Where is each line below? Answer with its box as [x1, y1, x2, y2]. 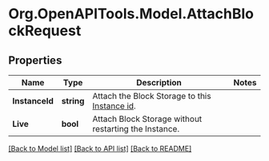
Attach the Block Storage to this [91, 91, 211, 101]
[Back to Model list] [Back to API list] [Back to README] [8, 144, 192, 153]
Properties [8, 53, 62, 67]
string [61, 96, 85, 106]
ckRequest [8, 22, 82, 40]
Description [135, 77, 183, 88]
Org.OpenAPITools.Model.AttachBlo [8, 5, 255, 23]
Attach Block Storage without [91, 113, 203, 124]
